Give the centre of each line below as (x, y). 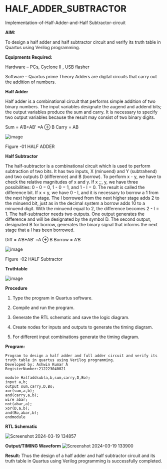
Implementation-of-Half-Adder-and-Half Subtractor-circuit (65, 23)
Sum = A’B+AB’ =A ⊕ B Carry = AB (42, 127)
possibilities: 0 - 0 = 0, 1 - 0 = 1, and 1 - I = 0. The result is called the (75, 187)
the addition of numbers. (30, 82)
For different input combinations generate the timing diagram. (76, 337)
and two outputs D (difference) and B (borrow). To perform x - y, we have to (83, 177)
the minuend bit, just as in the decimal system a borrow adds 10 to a (75, 203)
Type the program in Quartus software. (52, 298)
